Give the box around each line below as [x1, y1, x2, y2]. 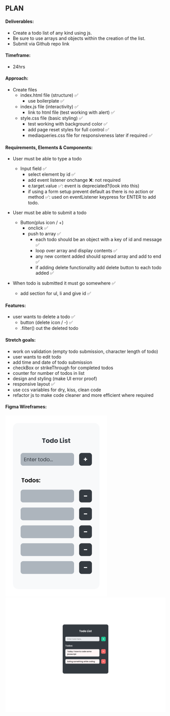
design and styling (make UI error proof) [12, 375, 98, 381]
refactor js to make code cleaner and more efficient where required [12, 392, 154, 398]
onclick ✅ [27, 225, 48, 231]
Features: [5, 302, 26, 308]
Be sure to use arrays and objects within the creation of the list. [12, 35, 146, 41]
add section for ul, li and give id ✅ [20, 291, 92, 297]
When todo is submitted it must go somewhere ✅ [12, 280, 116, 287]
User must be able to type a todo [12, 156, 82, 162]
